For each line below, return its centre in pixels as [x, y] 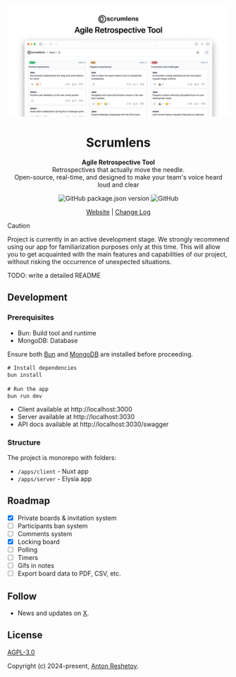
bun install [25, 375]
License [25, 635]
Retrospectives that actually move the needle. [118, 169]
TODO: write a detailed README [54, 275]
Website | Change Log [118, 212]
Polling [27, 549]
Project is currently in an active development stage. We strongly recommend [118, 239]
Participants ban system [52, 526]
